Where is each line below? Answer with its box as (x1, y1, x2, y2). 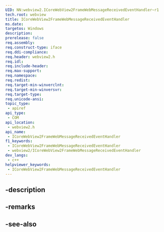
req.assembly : (5, 40, 35, 45)
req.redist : (5, 78, 30, 83)
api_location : (5, 120, 35, 125)
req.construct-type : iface (5, 45, 62, 50)
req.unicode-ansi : (5, 96, 44, 101)
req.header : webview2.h (5, 54, 56, 60)
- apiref (7, 106, 26, 111)
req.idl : (5, 59, 24, 64)
